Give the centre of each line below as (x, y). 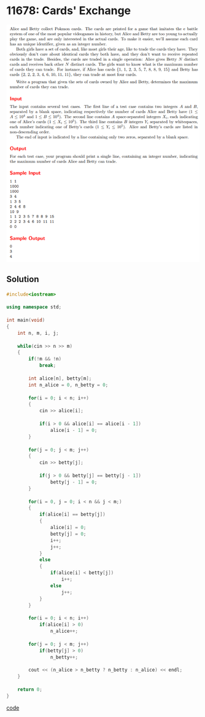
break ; (48, 366)
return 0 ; (30, 689)
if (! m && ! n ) (45, 359)
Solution (23, 279)
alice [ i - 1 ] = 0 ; (74, 430)
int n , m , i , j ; (38, 333)
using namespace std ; (34, 307)
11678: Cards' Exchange (68, 11)
